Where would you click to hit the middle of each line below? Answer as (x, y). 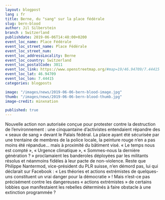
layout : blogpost (23, 10)
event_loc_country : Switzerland (38, 60)
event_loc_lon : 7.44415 (30, 79)
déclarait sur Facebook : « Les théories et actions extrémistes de (71, 171)
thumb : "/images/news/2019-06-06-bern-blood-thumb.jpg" (64, 97)
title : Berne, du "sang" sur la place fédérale (55, 19)
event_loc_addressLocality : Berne (41, 56)
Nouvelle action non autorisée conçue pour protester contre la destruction (81, 124)
